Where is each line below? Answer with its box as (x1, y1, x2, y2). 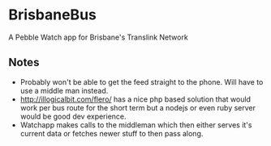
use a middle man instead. (19, 86, 109, 95)
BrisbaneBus (8, 6, 97, 24)
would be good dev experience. (19, 111, 127, 121)
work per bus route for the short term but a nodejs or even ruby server (19, 102, 256, 112)
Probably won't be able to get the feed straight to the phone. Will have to (19, 77, 264, 86)
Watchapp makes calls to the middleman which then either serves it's (19, 119, 252, 130)
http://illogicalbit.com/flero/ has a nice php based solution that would (19, 94, 252, 104)
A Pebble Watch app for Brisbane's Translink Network (8, 32, 188, 42)
